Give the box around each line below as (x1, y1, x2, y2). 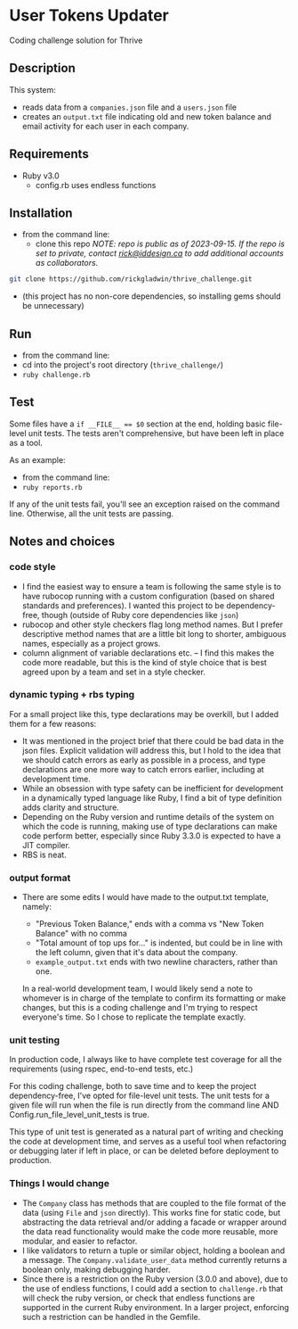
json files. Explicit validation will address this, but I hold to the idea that (21, 745, 282, 755)
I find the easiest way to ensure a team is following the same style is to (21, 581, 282, 591)
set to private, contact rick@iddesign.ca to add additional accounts (35, 248, 285, 259)
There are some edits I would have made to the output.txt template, (21, 892, 270, 903)
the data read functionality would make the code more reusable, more (21, 1226, 278, 1236)
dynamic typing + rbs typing (9, 689, 135, 701)
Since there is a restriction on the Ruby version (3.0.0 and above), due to (21, 1273, 288, 1284)
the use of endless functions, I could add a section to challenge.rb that (21, 1283, 284, 1293)
